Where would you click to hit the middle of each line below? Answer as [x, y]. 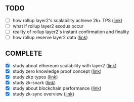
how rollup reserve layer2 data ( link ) [50, 37]
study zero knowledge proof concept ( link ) [57, 71]
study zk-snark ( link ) [34, 83]
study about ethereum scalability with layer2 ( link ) [65, 65]
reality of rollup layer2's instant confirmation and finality [71, 32]
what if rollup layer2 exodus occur [48, 26]
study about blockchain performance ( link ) [57, 88]
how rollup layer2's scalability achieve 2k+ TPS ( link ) [68, 20]
